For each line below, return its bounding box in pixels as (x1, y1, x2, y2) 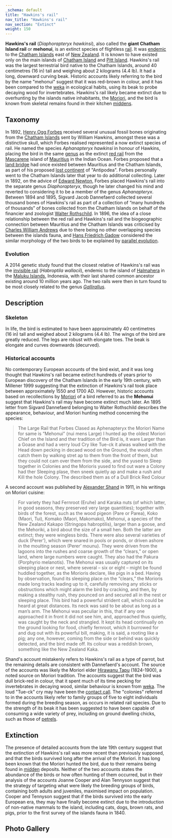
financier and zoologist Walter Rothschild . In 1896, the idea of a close (5, 210, 151, 217)
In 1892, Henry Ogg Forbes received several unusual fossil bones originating (5, 128, 166, 135)
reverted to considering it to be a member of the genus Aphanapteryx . (5, 188, 154, 195)
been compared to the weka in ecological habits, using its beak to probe (5, 84, 158, 90)
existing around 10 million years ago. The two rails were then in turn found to (5, 278, 167, 285)
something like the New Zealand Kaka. (17, 646, 99, 653)
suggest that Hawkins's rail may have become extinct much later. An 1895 (5, 399, 161, 405)
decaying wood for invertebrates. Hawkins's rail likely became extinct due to (5, 90, 167, 96)
